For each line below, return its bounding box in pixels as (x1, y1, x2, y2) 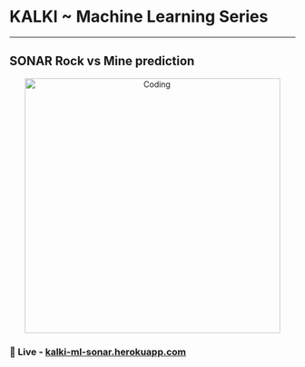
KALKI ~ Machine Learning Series (9, 6, 269, 27)
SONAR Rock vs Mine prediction (9, 53, 195, 69)
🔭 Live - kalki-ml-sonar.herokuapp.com (9, 345, 187, 358)
